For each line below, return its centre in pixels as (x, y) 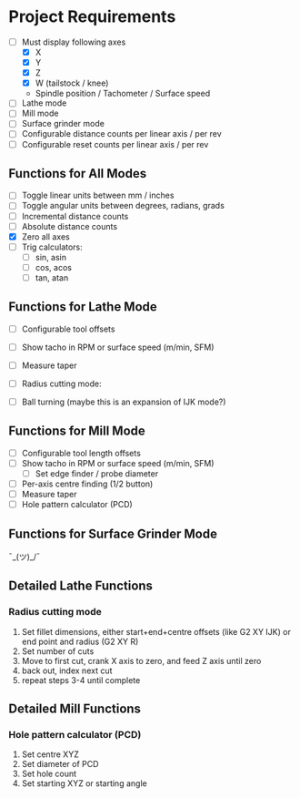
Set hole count (49, 774)
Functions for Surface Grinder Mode (113, 533)
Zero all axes (45, 236)
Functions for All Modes (78, 174)
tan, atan (52, 277)
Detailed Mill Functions (75, 709)
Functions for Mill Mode (77, 431)
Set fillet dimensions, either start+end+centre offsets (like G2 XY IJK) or (156, 631)
